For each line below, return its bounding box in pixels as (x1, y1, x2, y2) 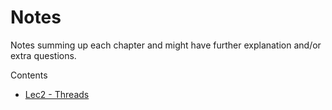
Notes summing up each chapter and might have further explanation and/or (10, 39, 322, 51)
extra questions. (10, 49, 77, 61)
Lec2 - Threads (24, 88, 90, 100)
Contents (10, 69, 48, 81)
